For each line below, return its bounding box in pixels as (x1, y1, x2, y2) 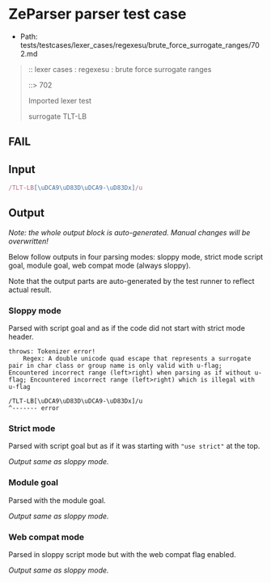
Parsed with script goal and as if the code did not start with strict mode (8, 323, 245, 333)
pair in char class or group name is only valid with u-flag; (8, 361, 222, 370)
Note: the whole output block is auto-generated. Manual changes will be (8, 227, 251, 237)
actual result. (8, 285, 52, 294)
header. (8, 332, 34, 342)
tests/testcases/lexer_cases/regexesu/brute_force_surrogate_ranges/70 (19, 40, 260, 49)
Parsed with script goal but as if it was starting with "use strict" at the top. (8, 441, 260, 451)
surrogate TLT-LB (28, 111, 87, 121)
